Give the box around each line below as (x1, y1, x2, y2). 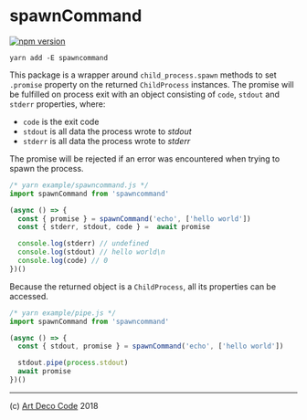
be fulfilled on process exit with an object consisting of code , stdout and (9, 89, 281, 100)
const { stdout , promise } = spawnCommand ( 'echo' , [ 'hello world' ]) (17, 341, 284, 352)
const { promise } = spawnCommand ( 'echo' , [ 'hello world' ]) (17, 214, 251, 224)
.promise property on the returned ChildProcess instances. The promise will (9, 79, 294, 89)
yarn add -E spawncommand (9, 53, 108, 62)
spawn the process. (9, 163, 84, 173)
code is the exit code (22, 116, 100, 127)
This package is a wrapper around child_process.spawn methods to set (9, 69, 277, 80)
